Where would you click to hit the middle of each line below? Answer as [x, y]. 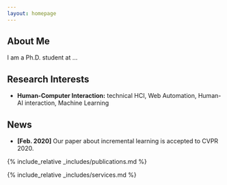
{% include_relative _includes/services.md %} [72, 175]
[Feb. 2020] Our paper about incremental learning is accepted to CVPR [118, 141]
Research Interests [48, 79]
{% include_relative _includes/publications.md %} [77, 162]
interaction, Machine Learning [67, 103]
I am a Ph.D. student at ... [42, 58]
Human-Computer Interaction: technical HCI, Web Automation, [107, 96]
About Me [28, 41]
